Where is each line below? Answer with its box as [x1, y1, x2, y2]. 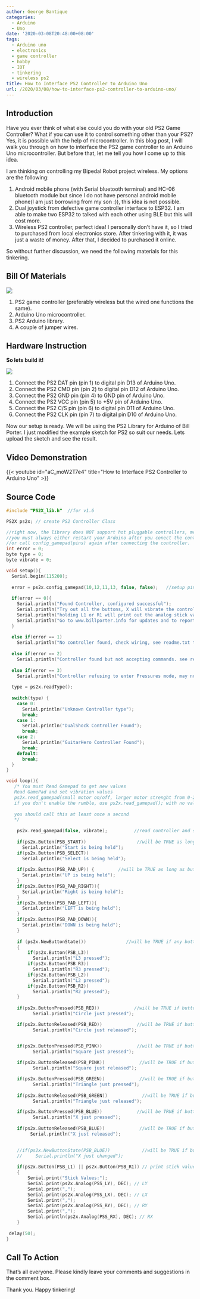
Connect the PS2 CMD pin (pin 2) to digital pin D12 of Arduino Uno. [14, 386, 180, 393]
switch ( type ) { [11, 695, 49, 701]
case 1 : [17, 717, 36, 723]
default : [17, 751, 39, 757]
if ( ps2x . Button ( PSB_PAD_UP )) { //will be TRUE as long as [17, 867, 185, 873]
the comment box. [6, 1275, 51, 1282]
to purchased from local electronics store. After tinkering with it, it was [14, 230, 187, 237]
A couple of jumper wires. [14, 323, 79, 331]
